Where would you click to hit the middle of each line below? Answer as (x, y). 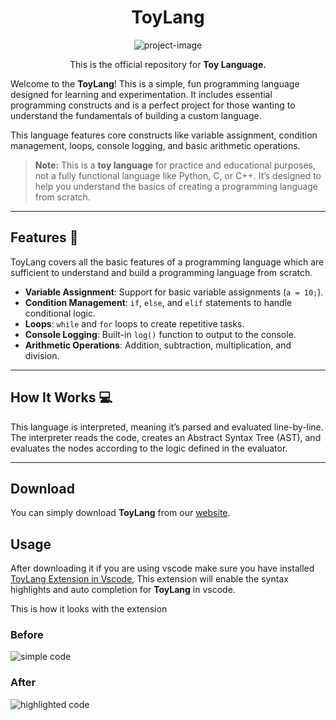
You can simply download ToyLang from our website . (120, 513)
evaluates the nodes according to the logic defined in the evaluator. (149, 448)
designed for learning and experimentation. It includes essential (141, 94)
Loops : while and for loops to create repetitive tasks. (134, 323)
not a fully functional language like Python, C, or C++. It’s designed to (178, 175)
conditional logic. (60, 313)
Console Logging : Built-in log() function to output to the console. (160, 334)
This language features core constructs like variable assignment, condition (164, 135)
